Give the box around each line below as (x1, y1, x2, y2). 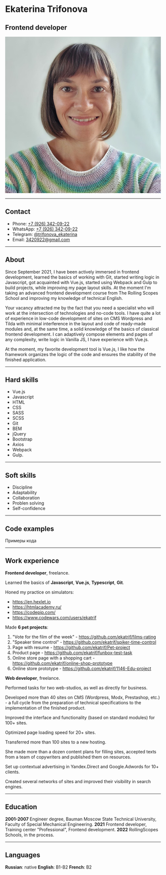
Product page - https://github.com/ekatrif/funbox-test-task (12, 650, 132, 656)
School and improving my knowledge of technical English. (5, 295, 123, 301)
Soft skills (5, 471, 36, 480)
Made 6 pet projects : (5, 624, 48, 630)
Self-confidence (12, 506, 45, 511)
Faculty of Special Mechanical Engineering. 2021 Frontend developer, (5, 821, 147, 827)
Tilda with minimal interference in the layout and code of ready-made (5, 320, 146, 326)
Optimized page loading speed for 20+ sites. (5, 729, 96, 735)
